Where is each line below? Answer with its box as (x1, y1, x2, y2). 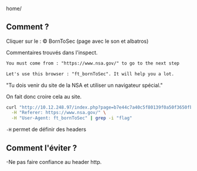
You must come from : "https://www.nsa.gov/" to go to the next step (6, 60, 180, 66)
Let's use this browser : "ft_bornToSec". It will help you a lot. (6, 71, 175, 77)
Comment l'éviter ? (6, 143, 77, 153)
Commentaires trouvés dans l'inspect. (6, 49, 98, 56)
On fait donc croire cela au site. (6, 93, 82, 100)
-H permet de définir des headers (6, 126, 87, 133)
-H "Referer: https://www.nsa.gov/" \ (11, 110, 107, 116)
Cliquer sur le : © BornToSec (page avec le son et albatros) (6, 38, 149, 45)
